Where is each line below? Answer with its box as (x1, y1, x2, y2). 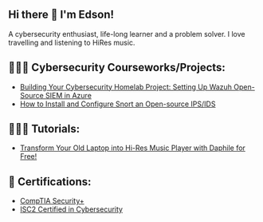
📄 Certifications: (8, 175, 92, 188)
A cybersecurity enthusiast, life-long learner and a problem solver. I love (8, 29, 245, 38)
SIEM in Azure (45, 90, 92, 100)
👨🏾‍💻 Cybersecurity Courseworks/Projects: (8, 61, 226, 74)
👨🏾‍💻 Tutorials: (8, 122, 80, 136)
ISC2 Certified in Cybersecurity (19, 204, 124, 214)
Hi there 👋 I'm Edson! (8, 8, 114, 22)
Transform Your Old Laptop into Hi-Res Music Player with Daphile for (19, 143, 245, 153)
